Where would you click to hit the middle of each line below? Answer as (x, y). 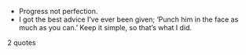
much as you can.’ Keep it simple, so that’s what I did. (105, 27)
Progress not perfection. (58, 11)
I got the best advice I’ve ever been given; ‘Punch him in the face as (129, 19)
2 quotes (22, 43)
